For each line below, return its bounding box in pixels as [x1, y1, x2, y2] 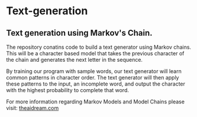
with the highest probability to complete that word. [6, 87, 129, 93]
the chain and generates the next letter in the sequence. [6, 56, 143, 63]
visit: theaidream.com [6, 105, 59, 111]
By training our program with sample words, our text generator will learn [6, 68, 182, 75]
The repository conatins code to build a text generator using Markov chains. [6, 43, 191, 50]
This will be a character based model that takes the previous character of [6, 50, 185, 57]
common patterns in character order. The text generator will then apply [6, 74, 179, 81]
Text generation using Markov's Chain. [6, 28, 153, 38]
